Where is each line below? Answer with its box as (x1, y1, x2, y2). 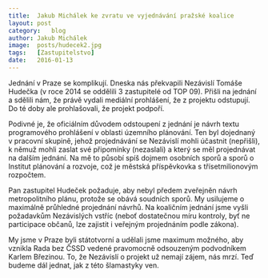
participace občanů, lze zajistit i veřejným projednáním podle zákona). (8, 219, 239, 228)
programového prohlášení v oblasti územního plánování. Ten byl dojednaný (8, 127, 256, 137)
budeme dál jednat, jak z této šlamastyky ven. (8, 260, 159, 270)
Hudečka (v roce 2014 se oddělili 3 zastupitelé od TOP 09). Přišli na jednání (8, 86, 258, 96)
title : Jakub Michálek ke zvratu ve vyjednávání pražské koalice (8, 11, 234, 20)
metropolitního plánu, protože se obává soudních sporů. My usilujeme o (8, 193, 245, 204)
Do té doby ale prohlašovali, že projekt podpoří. (8, 103, 165, 113)
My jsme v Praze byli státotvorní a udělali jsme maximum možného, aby (8, 235, 244, 244)
